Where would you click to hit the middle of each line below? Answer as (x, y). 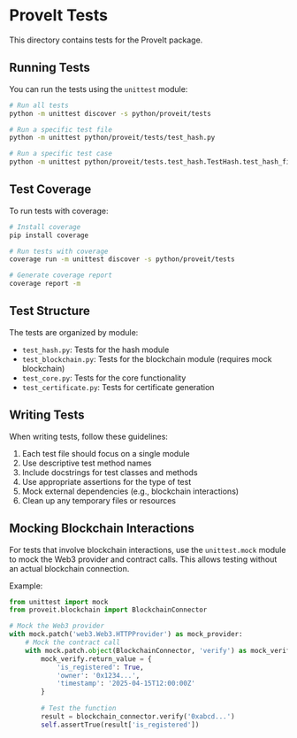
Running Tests (49, 68)
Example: (26, 586)
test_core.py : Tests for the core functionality (104, 378)
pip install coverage (49, 235)
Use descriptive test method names (87, 463)
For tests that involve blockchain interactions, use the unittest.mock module (148, 550)
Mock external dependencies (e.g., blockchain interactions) (130, 491)
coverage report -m (45, 284)
